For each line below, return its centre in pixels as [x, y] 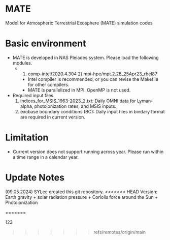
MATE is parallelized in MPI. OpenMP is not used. [79, 90]
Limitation [27, 138]
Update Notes [35, 177]
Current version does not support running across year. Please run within [88, 152]
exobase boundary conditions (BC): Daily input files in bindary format [92, 111]
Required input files [33, 95]
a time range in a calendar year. [46, 157]
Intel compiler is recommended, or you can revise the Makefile [93, 79]
